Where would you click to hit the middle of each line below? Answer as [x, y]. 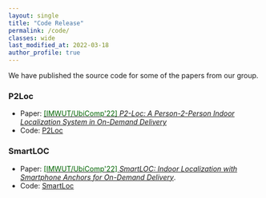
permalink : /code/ [39, 30]
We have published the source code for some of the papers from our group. [133, 75]
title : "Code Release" [46, 23]
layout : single [34, 16]
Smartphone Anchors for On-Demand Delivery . [98, 177]
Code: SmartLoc [47, 185]
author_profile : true [44, 53]
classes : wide [32, 38]
